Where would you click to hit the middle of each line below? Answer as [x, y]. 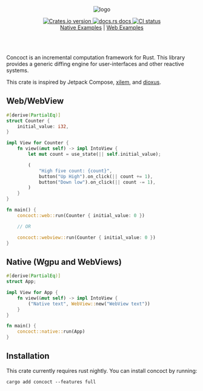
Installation [28, 356]
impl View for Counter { [38, 143]
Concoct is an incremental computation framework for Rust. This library [96, 57]
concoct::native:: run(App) [51, 332]
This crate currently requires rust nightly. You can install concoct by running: [102, 370]
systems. [18, 70]
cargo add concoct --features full [51, 382]
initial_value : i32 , [43, 126]
